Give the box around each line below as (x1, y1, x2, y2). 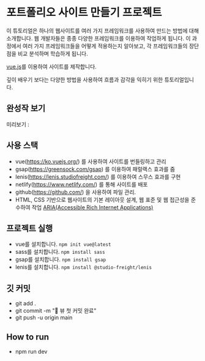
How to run (6, 332, 50, 342)
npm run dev (15, 348, 48, 355)
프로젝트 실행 (6, 223, 53, 233)
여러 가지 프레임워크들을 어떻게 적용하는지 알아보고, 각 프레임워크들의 (22, 42, 188, 50)
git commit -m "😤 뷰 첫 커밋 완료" (15, 307, 97, 314)
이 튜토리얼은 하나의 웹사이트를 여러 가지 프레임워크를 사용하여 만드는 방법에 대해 (6, 27, 199, 34)
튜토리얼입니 (164, 76, 195, 83)
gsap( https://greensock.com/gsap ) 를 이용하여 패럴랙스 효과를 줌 (15, 165, 176, 173)
